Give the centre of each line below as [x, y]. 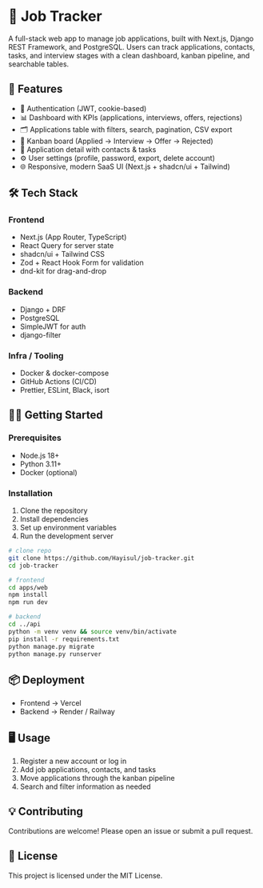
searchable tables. [39, 64]
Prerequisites [35, 438]
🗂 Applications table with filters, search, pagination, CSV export [126, 129]
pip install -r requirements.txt [64, 639]
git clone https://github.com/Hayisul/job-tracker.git [102, 558]
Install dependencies [54, 519]
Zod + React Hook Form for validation [82, 262]
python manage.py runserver [55, 654]
